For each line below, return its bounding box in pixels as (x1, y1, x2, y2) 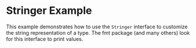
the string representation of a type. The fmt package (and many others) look (6, 29, 190, 36)
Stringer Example (6, 4, 92, 17)
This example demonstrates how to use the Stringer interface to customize (6, 23, 188, 30)
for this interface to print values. (6, 35, 84, 42)
